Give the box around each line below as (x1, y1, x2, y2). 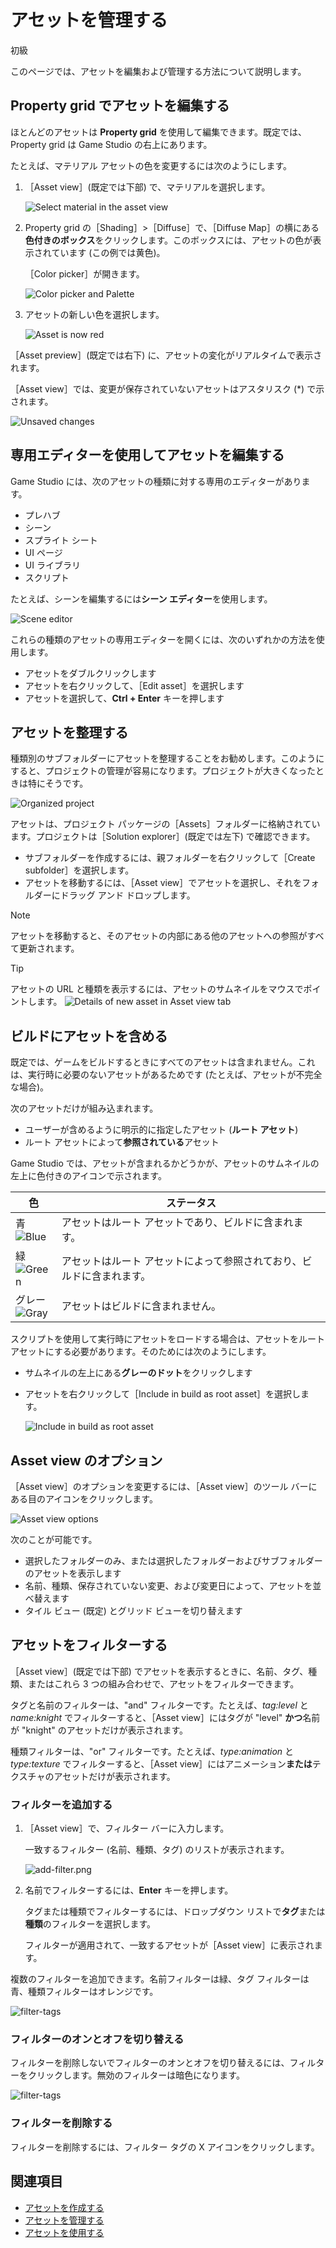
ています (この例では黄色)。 (51, 246, 166, 258)
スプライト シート (24, 534, 98, 546)
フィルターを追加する (10, 1797, 113, 1811)
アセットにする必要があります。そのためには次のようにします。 (10, 1346, 272, 1358)
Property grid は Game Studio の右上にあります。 (10, 138, 213, 150)
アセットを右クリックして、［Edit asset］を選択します (24, 679, 245, 691)
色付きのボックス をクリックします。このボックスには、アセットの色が (24, 234, 313, 246)
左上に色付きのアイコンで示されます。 (10, 1170, 167, 1182)
